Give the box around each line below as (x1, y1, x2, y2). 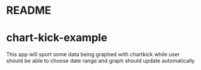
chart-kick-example (6, 31, 108, 45)
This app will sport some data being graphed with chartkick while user (6, 51, 180, 58)
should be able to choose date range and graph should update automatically (6, 57, 195, 65)
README (6, 4, 52, 17)
